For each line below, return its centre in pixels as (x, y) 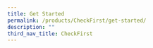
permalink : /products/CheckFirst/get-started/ (77, 20)
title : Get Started (36, 14)
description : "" (31, 27)
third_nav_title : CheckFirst (50, 34)
